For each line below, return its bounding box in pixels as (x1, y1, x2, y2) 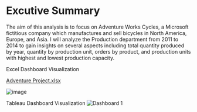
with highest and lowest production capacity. (6, 54, 115, 61)
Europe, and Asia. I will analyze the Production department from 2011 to (6, 36, 179, 43)
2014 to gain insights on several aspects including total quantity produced (6, 42, 185, 49)
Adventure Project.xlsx (6, 77, 61, 84)
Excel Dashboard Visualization (6, 65, 79, 72)
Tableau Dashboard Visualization (6, 99, 86, 106)
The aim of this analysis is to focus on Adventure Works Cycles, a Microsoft (6, 23, 189, 30)
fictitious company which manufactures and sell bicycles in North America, (6, 29, 187, 36)
